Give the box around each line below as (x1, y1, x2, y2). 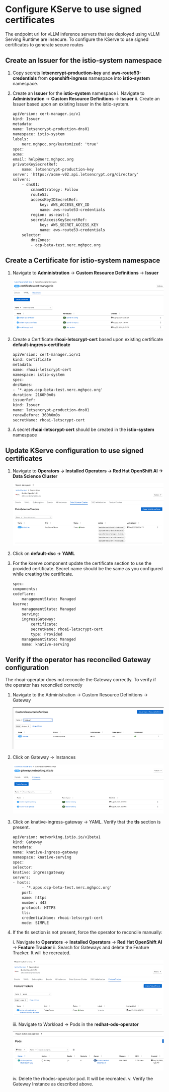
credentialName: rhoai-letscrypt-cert (22, 915, 103, 920)
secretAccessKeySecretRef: (31, 217, 88, 223)
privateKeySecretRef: (12, 161, 58, 167)
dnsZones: (31, 237, 51, 243)
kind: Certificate (12, 357, 51, 362)
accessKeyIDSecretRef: (31, 197, 78, 202)
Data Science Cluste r (12, 473, 58, 479)
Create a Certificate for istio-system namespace (5, 256, 160, 265)
